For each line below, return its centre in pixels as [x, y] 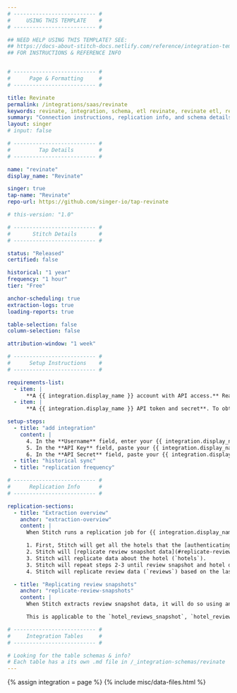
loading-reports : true [41, 312]
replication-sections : [41, 506]
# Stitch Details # [55, 234]
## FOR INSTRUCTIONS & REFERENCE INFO [64, 53]
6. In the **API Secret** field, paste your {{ [97, 454]
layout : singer [30, 124]
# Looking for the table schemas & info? [69, 656]
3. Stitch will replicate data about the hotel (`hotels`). [116, 558]
